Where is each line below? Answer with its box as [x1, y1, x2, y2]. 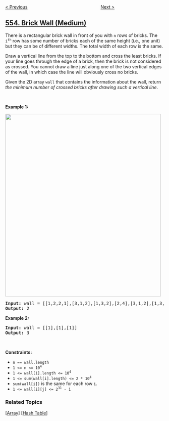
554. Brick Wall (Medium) [5, 19, 87, 27]
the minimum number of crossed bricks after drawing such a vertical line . [5, 84, 158, 90]
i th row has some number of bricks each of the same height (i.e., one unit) [5, 37, 160, 44]
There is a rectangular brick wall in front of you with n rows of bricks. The [5, 32, 158, 38]
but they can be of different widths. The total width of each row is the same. [5, 43, 163, 49]
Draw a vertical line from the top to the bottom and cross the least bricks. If [5, 53, 161, 59]
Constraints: [5, 349, 32, 355]
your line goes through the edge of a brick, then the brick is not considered [5, 58, 161, 64]
